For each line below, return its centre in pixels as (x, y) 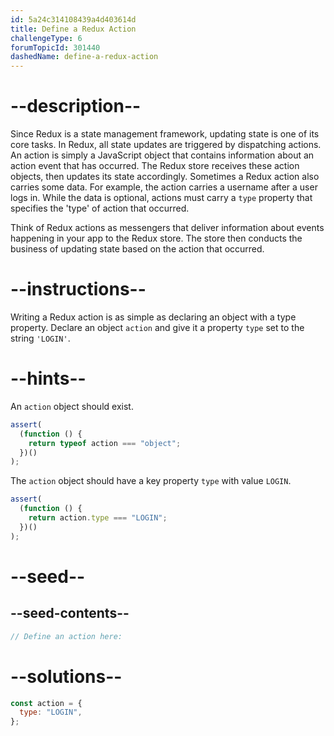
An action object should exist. (72, 406)
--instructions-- (78, 289)
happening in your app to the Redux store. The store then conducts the (156, 238)
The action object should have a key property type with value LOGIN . (151, 481)
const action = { (46, 703)
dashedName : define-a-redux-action (84, 57)
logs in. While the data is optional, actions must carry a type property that (161, 198)
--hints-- (48, 378)
